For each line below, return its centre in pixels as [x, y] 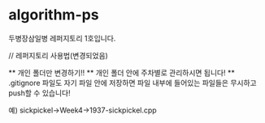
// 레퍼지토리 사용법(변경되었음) [58, 55]
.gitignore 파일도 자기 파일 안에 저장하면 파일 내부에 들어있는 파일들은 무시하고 [133, 83]
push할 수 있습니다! [39, 93]
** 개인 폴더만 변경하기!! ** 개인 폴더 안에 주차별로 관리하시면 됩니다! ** [122, 72]
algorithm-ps [54, 15]
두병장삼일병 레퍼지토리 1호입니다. [62, 38]
